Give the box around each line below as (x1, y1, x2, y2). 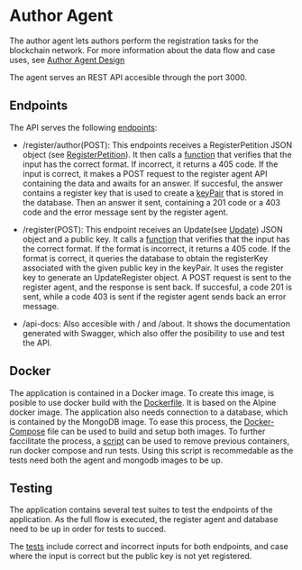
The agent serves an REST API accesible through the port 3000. (9, 71, 248, 82)
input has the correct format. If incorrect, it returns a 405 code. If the (22, 159, 279, 170)
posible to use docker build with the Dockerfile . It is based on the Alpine (9, 397, 277, 408)
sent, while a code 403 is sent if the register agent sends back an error (22, 290, 287, 302)
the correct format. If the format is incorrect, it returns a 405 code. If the (22, 243, 291, 253)
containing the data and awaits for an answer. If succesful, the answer (22, 178, 284, 188)
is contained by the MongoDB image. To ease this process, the (9, 416, 243, 427)
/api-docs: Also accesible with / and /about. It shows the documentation (22, 317, 291, 329)
